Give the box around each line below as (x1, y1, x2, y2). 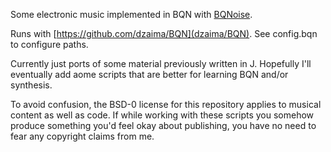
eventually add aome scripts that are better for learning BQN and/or (10, 69, 289, 80)
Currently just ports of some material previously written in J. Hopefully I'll (10, 58, 312, 69)
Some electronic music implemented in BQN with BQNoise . (10, 9, 253, 20)
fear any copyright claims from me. (10, 130, 155, 142)
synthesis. (10, 79, 53, 91)
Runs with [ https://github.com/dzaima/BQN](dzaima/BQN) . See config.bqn (10, 28, 318, 39)
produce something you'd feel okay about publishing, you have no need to (10, 120, 317, 131)
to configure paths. (10, 39, 89, 50)
